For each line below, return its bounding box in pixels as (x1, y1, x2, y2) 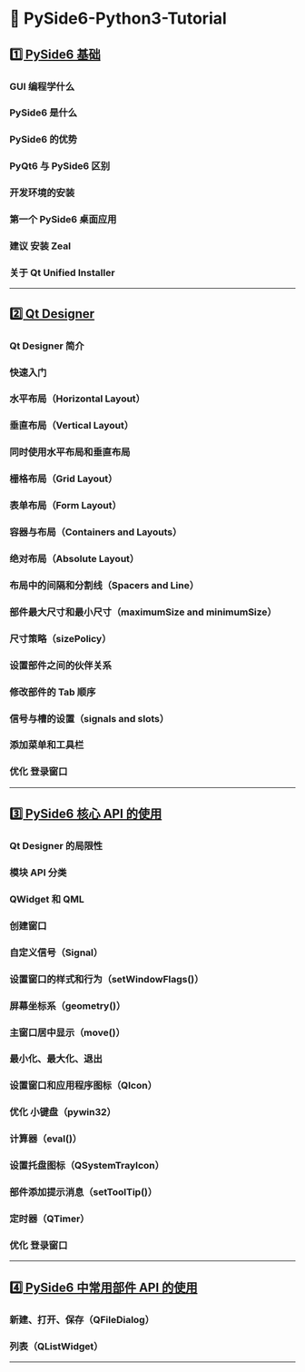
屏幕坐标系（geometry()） (9, 999, 126, 1012)
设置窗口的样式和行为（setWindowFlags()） (9, 972, 204, 985)
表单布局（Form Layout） (9, 499, 123, 512)
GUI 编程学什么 (9, 80, 75, 93)
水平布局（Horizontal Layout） (9, 392, 145, 405)
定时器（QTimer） (9, 1212, 90, 1225)
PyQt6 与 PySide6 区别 (9, 160, 111, 173)
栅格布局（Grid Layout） (9, 472, 118, 485)
